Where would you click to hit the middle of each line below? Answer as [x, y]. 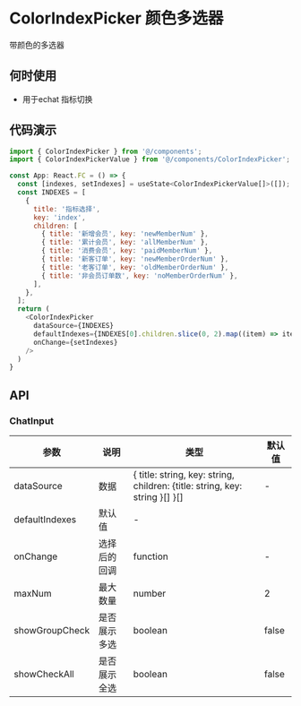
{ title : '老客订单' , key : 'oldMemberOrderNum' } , [135, 267]
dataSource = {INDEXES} [73, 326]
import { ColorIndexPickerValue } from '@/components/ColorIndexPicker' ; [150, 159]
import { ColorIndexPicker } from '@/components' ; [106, 151]
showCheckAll [44, 674]
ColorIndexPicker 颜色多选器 [116, 18]
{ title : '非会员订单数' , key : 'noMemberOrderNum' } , [140, 276]
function [150, 556]
